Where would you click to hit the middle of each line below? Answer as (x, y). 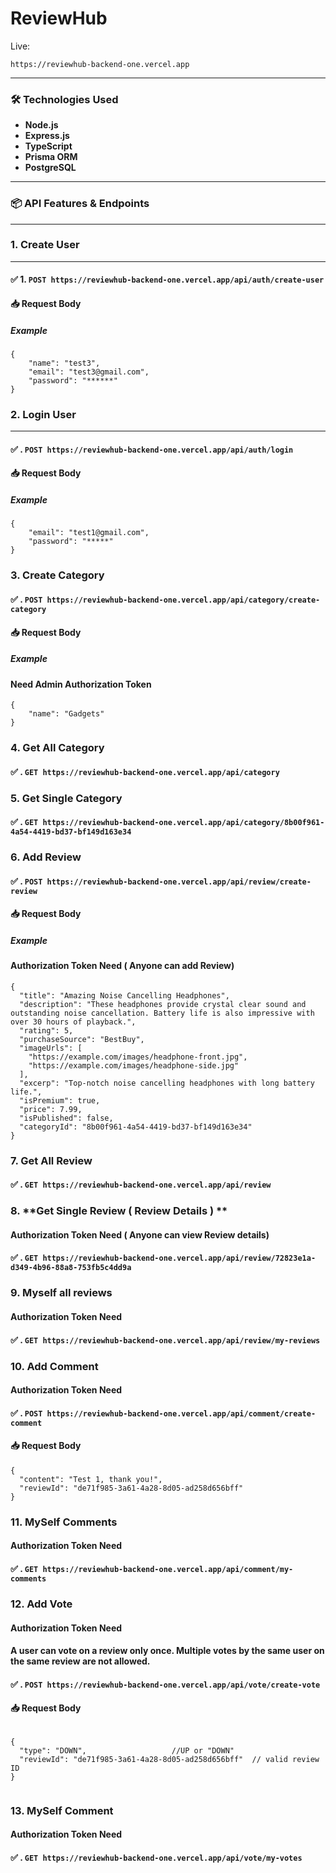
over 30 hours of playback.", (73, 1022)
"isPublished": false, (66, 1118)
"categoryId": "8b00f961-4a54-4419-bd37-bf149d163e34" (136, 1127)
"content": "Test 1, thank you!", (91, 1479)
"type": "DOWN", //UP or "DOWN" (127, 1750)
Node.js (41, 125)
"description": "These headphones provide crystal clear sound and (163, 1004)
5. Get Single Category (66, 798)
